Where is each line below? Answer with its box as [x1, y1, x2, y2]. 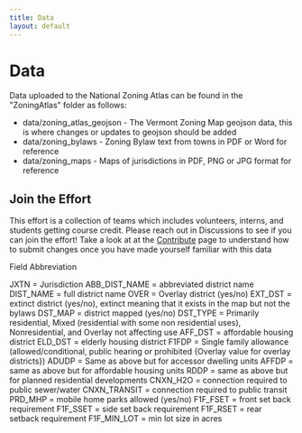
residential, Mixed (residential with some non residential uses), [9, 318, 242, 328]
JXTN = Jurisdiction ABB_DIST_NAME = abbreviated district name [9, 279, 254, 290]
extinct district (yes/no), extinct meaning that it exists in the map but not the [9, 299, 291, 309]
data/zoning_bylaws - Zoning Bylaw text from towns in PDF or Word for [22, 136, 288, 147]
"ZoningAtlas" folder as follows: [9, 100, 127, 111]
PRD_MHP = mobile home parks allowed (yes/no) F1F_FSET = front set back [9, 394, 291, 405]
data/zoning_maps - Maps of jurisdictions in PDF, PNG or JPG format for [22, 155, 292, 167]
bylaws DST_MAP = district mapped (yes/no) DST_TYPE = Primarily [9, 308, 260, 318]
